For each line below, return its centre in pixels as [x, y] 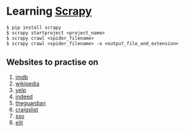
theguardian [30, 103]
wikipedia [27, 83]
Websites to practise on [53, 62]
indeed [24, 97]
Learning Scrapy [49, 11]
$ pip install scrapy [34, 28]
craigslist [27, 109]
